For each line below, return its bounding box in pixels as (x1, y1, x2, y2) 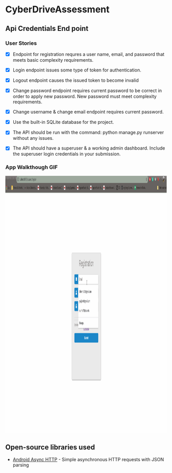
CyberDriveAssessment (5, 4, 110, 15)
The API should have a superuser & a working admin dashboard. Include (12, 145, 165, 151)
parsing (12, 462, 29, 468)
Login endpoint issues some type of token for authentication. (12, 67, 142, 73)
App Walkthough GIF (5, 163, 58, 171)
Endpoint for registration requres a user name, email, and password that (12, 51, 165, 57)
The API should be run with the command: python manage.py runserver (12, 130, 164, 136)
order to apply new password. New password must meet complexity (12, 94, 157, 100)
